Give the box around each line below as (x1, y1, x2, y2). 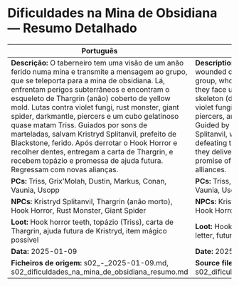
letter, (195, 230, 215, 240)
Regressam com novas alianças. (11, 164, 119, 174)
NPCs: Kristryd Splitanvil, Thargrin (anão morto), (11, 196, 173, 206)
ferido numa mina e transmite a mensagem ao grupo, (11, 66, 188, 76)
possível (11, 235, 39, 245)
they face (195, 84, 227, 94)
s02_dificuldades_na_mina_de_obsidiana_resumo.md (11, 267, 188, 277)
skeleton (195, 93, 224, 103)
